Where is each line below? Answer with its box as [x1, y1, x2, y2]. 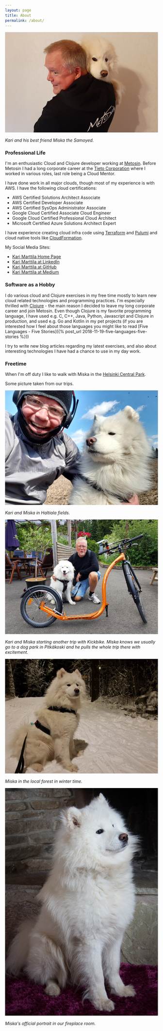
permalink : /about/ [5, 18, 45, 23]
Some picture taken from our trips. [5, 381, 74, 387]
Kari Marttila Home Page [12, 254, 62, 259]
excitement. [5, 649, 29, 655]
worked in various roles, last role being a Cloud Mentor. [5, 171, 115, 177]
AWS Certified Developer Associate [12, 200, 83, 206]
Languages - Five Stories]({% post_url [5, 328, 81, 334]
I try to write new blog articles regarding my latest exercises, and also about [5, 343, 157, 349]
